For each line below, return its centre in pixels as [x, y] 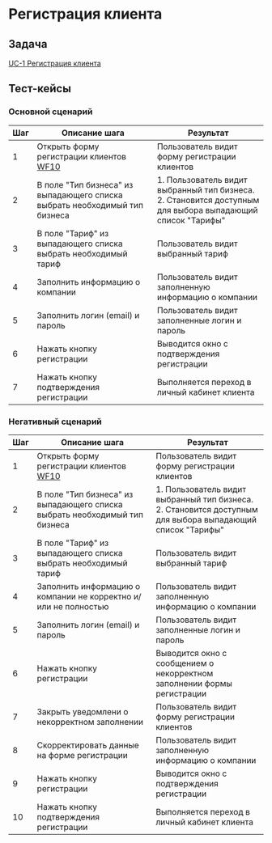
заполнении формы [194, 683]
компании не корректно [84, 596]
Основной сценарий [51, 112]
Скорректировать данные [88, 745]
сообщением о [185, 663]
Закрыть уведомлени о [83, 711]
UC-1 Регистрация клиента [55, 63]
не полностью [81, 606]
